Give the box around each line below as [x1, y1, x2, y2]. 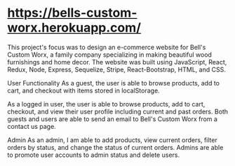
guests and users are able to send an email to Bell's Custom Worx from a [7, 114, 217, 123]
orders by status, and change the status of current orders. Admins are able [7, 143, 224, 151]
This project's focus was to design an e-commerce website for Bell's [7, 43, 206, 51]
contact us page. [7, 122, 56, 130]
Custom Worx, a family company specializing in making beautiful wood [7, 50, 213, 59]
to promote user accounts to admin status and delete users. [7, 151, 180, 159]
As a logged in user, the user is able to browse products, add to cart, [7, 99, 206, 108]
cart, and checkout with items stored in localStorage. [7, 86, 160, 95]
